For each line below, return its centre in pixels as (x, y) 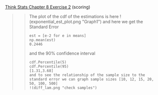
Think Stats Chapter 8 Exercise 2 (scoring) (48, 7)
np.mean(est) (42, 40)
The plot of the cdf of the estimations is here (74, 16)
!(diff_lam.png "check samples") (63, 88)
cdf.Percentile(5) (48, 62)
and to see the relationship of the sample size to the (87, 75)
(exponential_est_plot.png (55, 22)
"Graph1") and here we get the (113, 22)
